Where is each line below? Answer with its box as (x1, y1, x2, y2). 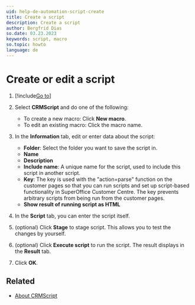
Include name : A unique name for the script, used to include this (23, 163, 181, 170)
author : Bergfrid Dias (6, 25, 62, 31)
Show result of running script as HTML (23, 200, 121, 207)
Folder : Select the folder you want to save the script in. (23, 144, 158, 151)
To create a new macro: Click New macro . (23, 115, 126, 122)
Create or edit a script (6, 72, 115, 86)
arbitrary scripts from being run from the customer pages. (23, 194, 165, 202)
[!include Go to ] (14, 92, 51, 99)
